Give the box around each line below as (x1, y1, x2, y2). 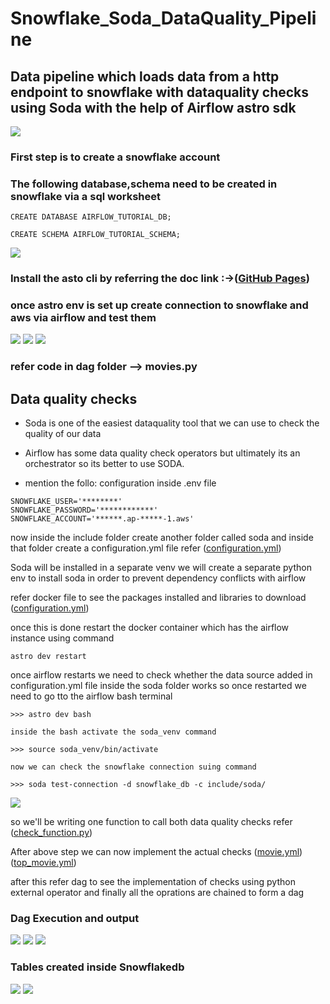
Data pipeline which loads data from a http (10, 68, 280, 85)
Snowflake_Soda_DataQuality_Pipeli (10, 7, 317, 30)
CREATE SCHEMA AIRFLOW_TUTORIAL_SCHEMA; (10, 230, 182, 240)
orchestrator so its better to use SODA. (24, 458, 185, 470)
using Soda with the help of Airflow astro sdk (10, 99, 297, 116)
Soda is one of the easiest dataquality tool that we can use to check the (24, 417, 320, 429)
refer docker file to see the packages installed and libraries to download (10, 592, 307, 604)
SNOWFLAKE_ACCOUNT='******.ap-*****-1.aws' (10, 514, 195, 524)
